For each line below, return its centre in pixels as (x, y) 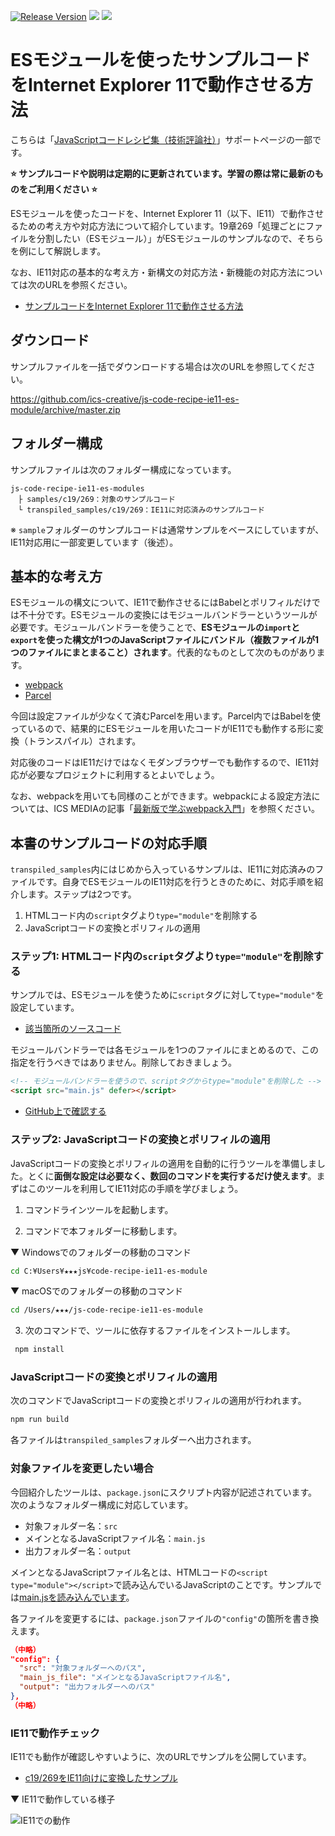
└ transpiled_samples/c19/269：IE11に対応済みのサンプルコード (141, 510)
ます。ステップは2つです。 (82, 894)
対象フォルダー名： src (71, 1526)
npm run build (40, 1420)
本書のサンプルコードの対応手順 (108, 843)
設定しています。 (45, 1007)
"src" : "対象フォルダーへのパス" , (83, 1668)
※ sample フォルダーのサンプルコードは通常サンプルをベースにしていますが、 (167, 529)
